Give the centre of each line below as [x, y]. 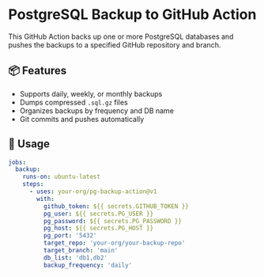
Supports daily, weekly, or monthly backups [91, 93]
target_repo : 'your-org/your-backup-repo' [114, 243]
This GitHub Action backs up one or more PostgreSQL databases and [121, 36]
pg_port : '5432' [70, 236]
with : [46, 199]
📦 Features [38, 71]
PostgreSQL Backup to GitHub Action [132, 15]
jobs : [17, 162]
